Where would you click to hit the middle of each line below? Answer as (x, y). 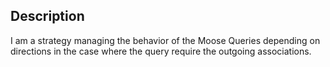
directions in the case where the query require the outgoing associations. (161, 51)
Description (47, 16)
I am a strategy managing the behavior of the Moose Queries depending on (165, 40)
